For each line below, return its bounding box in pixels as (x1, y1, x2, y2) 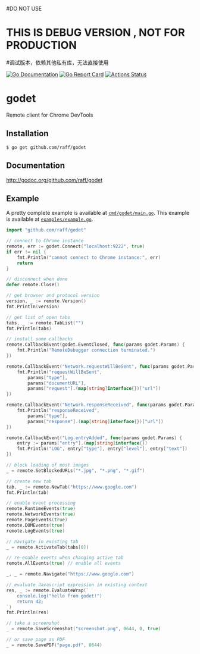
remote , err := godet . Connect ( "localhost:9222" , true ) (6, 243, 145, 249)
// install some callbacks (6, 336, 73, 342)
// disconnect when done (6, 276, 68, 282)
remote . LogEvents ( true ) (6, 528, 65, 534)
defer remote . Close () (6, 282, 60, 288)
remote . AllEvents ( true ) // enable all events (6, 561, 121, 567)
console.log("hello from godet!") (17, 593, 102, 599)
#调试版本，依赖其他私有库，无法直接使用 (6, 59, 109, 66)
